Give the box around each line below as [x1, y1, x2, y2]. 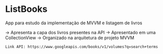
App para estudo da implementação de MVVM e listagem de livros [5, 20, 142, 26]
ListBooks [5, 3, 48, 15]
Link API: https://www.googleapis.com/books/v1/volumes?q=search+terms [5, 44, 158, 49]
